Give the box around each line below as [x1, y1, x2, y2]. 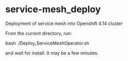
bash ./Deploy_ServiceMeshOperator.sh [5, 40, 89, 46]
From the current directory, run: [5, 30, 72, 36]
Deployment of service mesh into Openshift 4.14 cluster [5, 20, 123, 26]
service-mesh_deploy [5, 4, 101, 15]
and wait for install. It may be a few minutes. [5, 50, 99, 56]
